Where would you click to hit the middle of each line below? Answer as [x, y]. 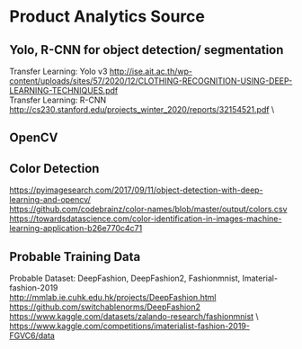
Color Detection [54, 168]
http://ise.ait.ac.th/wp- [151, 71]
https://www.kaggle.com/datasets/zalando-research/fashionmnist [132, 317]
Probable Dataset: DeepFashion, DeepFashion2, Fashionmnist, [125, 278]
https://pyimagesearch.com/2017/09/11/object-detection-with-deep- [136, 190]
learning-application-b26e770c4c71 [76, 228]
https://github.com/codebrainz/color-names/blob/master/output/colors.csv [148, 210]
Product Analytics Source [107, 17]
